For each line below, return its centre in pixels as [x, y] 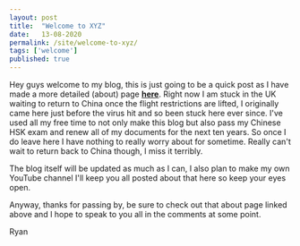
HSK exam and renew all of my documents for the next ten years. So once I [148, 132]
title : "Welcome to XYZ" [57, 26]
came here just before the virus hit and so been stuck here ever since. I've [146, 113]
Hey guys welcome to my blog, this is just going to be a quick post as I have [149, 85]
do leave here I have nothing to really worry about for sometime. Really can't [150, 141]
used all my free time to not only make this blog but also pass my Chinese [145, 123]
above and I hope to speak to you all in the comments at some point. [135, 214]
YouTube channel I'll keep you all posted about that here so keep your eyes [148, 178]
